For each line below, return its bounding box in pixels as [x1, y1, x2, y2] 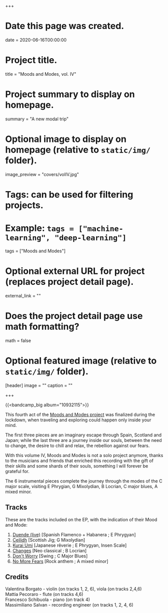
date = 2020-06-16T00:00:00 [5, 37, 67, 43]
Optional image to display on [5, 133, 127, 144]
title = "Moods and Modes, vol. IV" [5, 71, 77, 77]
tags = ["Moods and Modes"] [5, 248, 66, 254]
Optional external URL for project [5, 265, 145, 277]
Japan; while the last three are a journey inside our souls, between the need [5, 437, 162, 443]
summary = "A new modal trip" [5, 116, 69, 122]
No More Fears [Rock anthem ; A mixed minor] [12, 558, 109, 564]
